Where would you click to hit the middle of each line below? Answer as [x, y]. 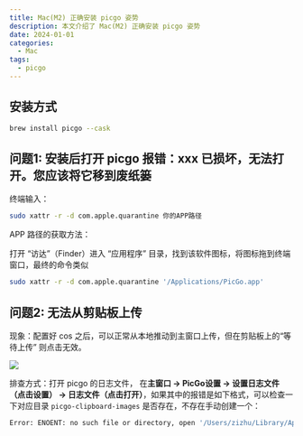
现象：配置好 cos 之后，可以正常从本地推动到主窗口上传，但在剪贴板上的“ [147, 336]
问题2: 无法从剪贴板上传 [76, 312]
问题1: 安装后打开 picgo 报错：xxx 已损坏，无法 [141, 158]
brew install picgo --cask [60, 128]
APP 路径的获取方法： [50, 235]
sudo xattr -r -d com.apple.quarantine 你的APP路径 [106, 216]
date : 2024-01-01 [42, 34]
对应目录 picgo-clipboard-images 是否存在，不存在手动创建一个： [139, 405]
